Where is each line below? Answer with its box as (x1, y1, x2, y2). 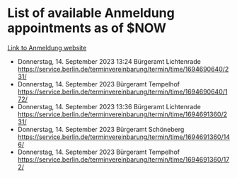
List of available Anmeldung (7, 5, 175, 21)
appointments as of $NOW (7, 20, 167, 36)
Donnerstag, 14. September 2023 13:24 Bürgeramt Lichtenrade (17, 57, 202, 65)
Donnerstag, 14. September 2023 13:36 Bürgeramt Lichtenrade (17, 102, 202, 111)
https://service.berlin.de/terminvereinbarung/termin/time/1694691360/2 (17, 110, 228, 118)
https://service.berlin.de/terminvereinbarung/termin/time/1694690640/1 (17, 87, 228, 96)
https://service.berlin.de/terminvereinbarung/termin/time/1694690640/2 (17, 65, 229, 73)
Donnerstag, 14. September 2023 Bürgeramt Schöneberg (17, 125, 185, 133)
